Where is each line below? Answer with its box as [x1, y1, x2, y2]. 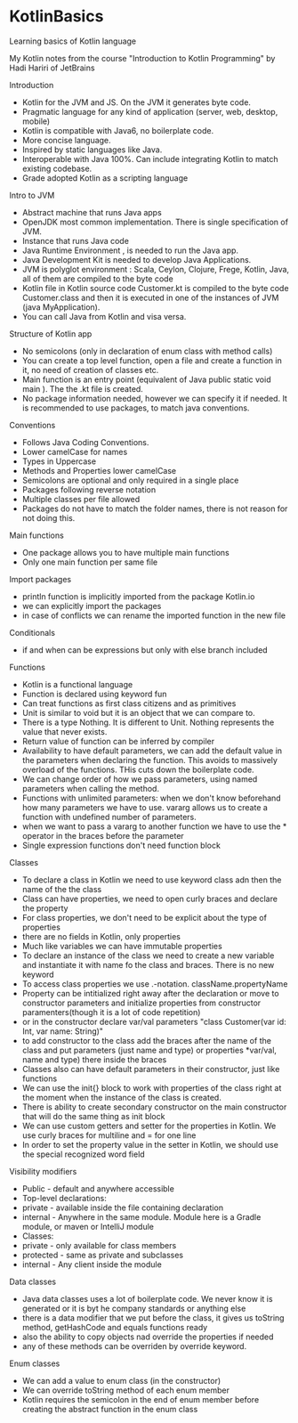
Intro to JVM [9, 190, 55, 200]
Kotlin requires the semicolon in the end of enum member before [21, 1394, 260, 1404]
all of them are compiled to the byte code [21, 273, 173, 284]
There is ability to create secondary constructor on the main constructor [21, 1102, 287, 1112]
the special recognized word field [21, 1149, 145, 1159]
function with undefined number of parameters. [21, 811, 197, 822]
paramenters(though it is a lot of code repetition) [21, 1006, 201, 1017]
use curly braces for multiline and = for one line [21, 1129, 197, 1141]
